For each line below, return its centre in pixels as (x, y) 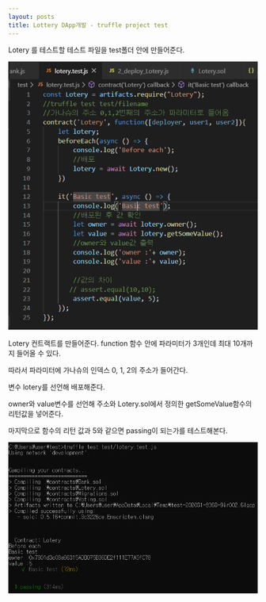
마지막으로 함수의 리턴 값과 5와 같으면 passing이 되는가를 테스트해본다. (118, 431)
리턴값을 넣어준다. (36, 414)
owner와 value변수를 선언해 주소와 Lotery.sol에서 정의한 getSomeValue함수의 (130, 404)
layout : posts (32, 17)
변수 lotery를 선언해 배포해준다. (57, 387)
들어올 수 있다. (39, 354)
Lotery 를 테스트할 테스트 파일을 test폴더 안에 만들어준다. (97, 50)
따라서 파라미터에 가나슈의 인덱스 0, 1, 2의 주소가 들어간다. (98, 370)
